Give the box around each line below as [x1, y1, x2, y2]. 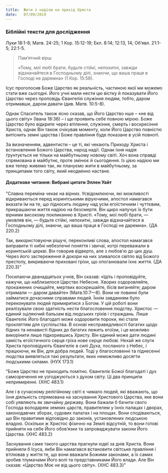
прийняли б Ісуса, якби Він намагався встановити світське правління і [5, 446, 156, 452]
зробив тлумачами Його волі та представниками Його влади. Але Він [5, 457, 154, 462]
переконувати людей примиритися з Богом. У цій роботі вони [5, 300, 138, 306]
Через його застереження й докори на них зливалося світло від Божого [5, 253, 159, 259]
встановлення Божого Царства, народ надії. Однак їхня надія [5, 146, 137, 152]
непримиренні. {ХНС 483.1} [5, 379, 64, 385]
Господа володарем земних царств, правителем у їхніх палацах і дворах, [5, 404, 163, 410]
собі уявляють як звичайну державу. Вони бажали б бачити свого [5, 399, 147, 405]
